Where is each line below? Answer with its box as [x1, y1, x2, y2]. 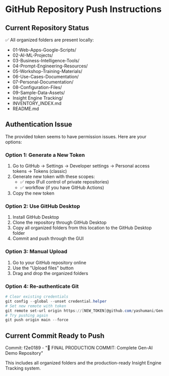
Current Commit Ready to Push [5, 331, 105, 340]
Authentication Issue [5, 120, 72, 129]
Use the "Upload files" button [12, 265, 74, 271]
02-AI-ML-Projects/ [12, 52, 53, 58]
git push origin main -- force [5, 318, 69, 323]
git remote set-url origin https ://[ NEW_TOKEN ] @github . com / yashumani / [5, 308, 156, 313]
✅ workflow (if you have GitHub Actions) [20, 184, 105, 191]
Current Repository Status [5, 24, 90, 32]
